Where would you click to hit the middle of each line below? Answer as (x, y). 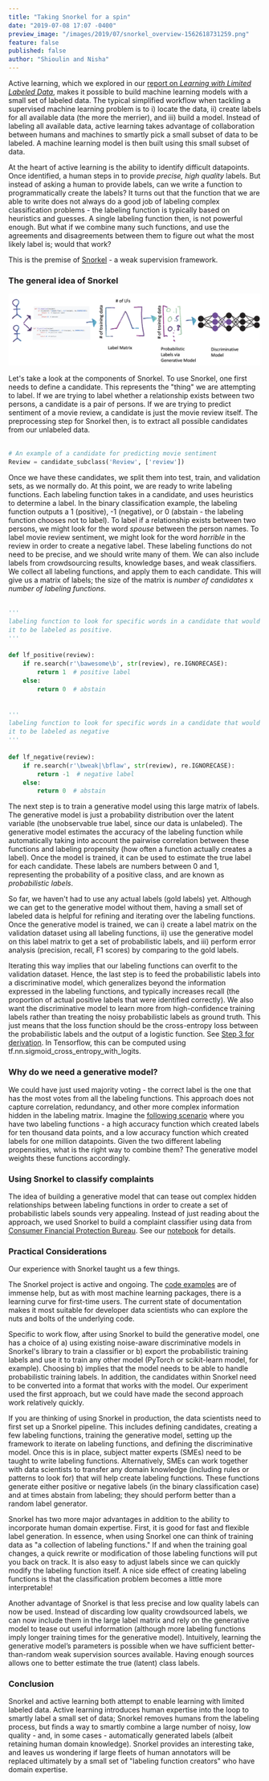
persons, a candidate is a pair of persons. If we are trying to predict (120, 404)
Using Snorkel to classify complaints (81, 1178)
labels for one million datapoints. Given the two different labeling (115, 1141)
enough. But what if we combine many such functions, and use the (119, 227)
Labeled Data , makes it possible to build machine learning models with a (128, 92)
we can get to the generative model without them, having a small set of (126, 907)
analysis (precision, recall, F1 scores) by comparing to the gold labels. (124, 950)
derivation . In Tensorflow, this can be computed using (97, 1043)
